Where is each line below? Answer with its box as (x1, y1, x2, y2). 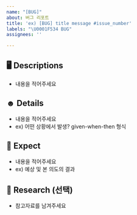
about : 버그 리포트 (6, 15, 49, 21)
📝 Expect (6, 141, 41, 151)
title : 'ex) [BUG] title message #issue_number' (6, 20, 132, 26)
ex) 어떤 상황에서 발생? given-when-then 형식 (15, 122, 127, 130)
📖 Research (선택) (6, 185, 73, 195)
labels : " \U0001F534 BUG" (6, 26, 72, 32)
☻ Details (6, 98, 44, 108)
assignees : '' (6, 32, 43, 38)
